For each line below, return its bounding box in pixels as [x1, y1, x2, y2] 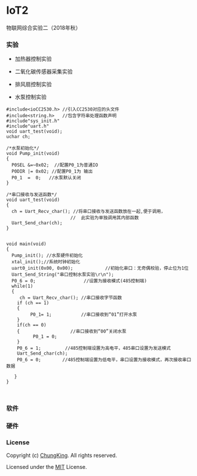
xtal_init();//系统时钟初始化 [11, 259, 81, 265]
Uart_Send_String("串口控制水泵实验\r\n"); [11, 271, 115, 278]
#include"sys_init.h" [6, 118, 60, 124]
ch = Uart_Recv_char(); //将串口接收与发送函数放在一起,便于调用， [11, 209, 166, 215]
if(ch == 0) [17, 322, 47, 328]
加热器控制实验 [14, 55, 52, 63]
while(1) [11, 283, 33, 289]
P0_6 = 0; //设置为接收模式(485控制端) [11, 278, 147, 284]
